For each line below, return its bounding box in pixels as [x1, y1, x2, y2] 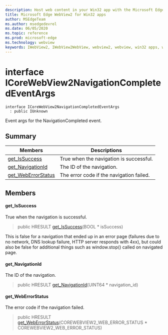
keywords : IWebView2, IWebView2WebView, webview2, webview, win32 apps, [5, 45, 160, 50]
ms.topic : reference [5, 31, 48, 36]
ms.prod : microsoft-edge [5, 36, 57, 41]
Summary [5, 132, 36, 141]
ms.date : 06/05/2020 [5, 26, 48, 31]
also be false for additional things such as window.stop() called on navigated [5, 244, 163, 250]
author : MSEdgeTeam [5, 17, 46, 22]
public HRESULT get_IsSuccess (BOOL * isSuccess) [17, 224, 123, 230]
